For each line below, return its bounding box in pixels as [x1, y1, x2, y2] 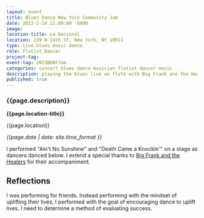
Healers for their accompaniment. [6, 158, 90, 165]
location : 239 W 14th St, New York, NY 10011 [6, 37, 123, 43]
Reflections [6, 176, 51, 186]
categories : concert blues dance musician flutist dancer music [6, 65, 172, 71]
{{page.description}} [6, 96, 70, 105]
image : [6, 25, 23, 32]
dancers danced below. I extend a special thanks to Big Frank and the [6, 152, 180, 159]
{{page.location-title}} [6, 110, 65, 117]
